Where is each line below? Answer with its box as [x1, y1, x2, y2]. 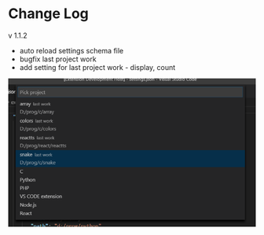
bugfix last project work [19, 54, 97, 64]
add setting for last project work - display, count [19, 62, 176, 72]
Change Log [8, 5, 89, 23]
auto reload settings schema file [19, 46, 124, 55]
